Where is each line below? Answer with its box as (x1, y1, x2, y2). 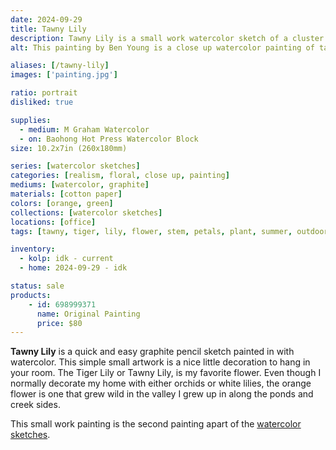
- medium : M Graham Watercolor (19, 124, 150, 135)
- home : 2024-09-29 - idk (19, 263, 128, 273)
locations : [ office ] (10, 217, 97, 227)
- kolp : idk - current (19, 254, 114, 264)
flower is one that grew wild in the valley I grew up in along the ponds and (10, 388, 314, 400)
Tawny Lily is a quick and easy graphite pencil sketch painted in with (10, 346, 295, 358)
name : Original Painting (36, 309, 141, 319)
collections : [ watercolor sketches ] (10, 207, 163, 218)
